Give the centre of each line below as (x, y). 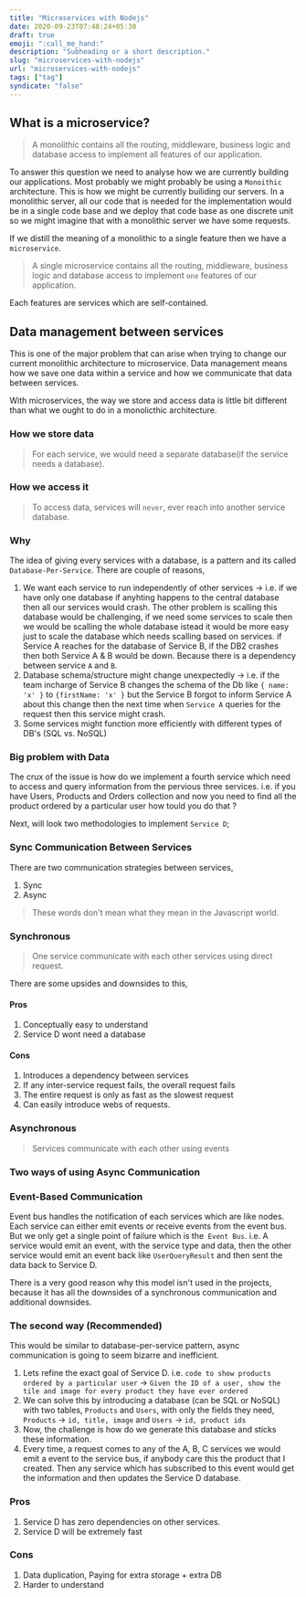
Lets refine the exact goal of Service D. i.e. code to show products (147, 1373)
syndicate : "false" (47, 86)
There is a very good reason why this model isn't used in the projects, (141, 1282)
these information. (57, 1439)
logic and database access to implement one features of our (144, 276)
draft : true (32, 35)
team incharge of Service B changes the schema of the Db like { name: (156, 685)
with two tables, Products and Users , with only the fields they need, (148, 1410)
